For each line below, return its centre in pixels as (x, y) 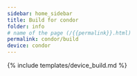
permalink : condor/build (43, 39)
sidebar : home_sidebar (40, 13)
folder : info (26, 26)
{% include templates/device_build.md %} (67, 65)
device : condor (29, 46)
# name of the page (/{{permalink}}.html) (69, 33)
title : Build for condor (43, 20)
